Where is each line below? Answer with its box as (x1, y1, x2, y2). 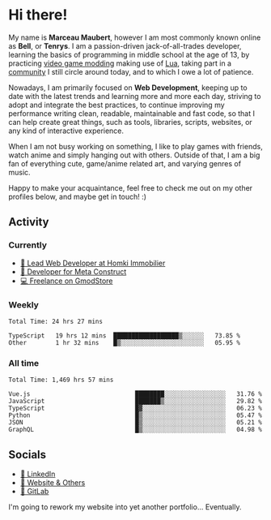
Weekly (8, 299, 39, 310)
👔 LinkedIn (19, 469, 56, 479)
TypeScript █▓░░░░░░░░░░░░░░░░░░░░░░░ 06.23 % (8, 404, 263, 413)
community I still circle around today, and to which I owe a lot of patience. (8, 67, 254, 76)
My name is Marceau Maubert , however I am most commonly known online (8, 32, 261, 42)
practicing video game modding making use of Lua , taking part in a (8, 58, 232, 68)
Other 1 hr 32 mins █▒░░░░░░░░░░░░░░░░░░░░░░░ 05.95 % (8, 338, 241, 346)
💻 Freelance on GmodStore (19, 276, 113, 286)
